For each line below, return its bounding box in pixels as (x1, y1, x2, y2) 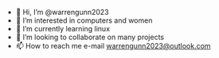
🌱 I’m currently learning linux (15, 24, 110, 33)
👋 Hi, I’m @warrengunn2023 (15, 8, 109, 16)
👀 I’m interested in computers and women (15, 16, 153, 25)
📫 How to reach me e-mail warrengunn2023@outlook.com (15, 42, 211, 50)
